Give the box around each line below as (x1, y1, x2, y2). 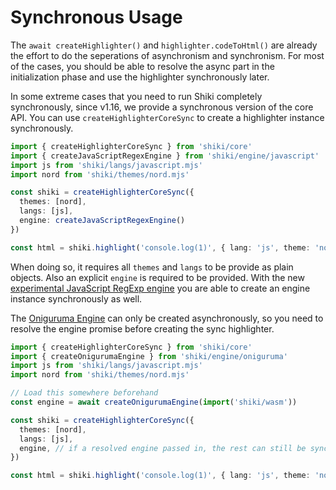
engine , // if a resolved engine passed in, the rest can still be (19, 443, 307, 453)
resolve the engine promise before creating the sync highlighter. (10, 322, 275, 335)
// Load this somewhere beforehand (10, 388, 159, 398)
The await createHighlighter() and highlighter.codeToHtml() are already (10, 39, 318, 51)
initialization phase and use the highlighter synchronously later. (10, 71, 270, 83)
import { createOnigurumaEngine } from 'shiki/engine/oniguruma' (10, 351, 288, 361)
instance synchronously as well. (10, 292, 143, 305)
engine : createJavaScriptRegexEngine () (19, 216, 186, 226)
